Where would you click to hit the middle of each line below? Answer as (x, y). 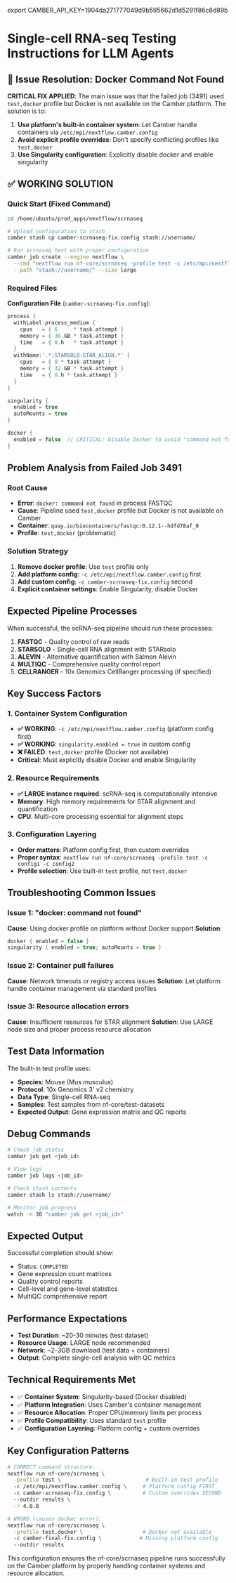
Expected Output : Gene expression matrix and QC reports (102, 1112)
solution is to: (27, 111)
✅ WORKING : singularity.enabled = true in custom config (104, 744)
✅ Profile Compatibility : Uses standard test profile (92, 1420)
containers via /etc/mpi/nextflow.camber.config (87, 132)
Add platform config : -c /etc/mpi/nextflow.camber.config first (109, 574)
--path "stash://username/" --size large (75, 270)
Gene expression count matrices (65, 1274)
